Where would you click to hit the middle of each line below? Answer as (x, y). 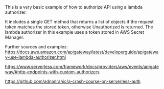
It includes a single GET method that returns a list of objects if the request (80, 22)
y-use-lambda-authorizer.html (35, 57)
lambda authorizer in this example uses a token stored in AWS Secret (75, 32)
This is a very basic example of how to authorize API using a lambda (74, 7)
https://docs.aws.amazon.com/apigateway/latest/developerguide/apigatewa (82, 52)
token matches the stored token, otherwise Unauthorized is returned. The (79, 27)
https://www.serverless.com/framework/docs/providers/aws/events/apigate (82, 67)
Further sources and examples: (36, 47)
